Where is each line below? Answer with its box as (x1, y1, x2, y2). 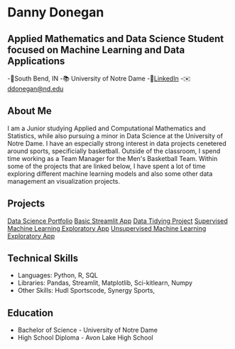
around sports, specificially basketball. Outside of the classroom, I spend (7, 147, 221, 155)
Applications (7, 55, 65, 67)
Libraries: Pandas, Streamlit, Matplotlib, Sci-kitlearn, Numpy (17, 278, 193, 287)
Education (7, 307, 54, 319)
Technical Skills (7, 252, 79, 264)
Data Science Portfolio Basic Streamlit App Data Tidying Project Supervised (7, 217, 229, 225)
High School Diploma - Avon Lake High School (17, 333, 154, 342)
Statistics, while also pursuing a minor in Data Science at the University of (7, 131, 224, 140)
